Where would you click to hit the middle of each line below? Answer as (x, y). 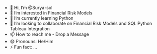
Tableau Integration (30, 29)
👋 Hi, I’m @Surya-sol (31, 8)
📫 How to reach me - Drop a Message (49, 34)
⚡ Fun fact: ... (23, 47)
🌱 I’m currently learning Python (41, 18)
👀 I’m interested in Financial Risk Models (51, 13)
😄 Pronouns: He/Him (32, 41)
